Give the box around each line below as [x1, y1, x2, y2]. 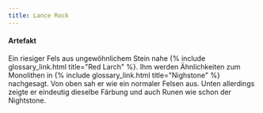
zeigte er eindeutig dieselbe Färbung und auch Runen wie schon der [8, 87, 232, 96]
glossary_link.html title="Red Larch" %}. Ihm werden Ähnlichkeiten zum [8, 62, 241, 71]
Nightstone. [8, 96, 46, 105]
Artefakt [8, 36, 37, 46]
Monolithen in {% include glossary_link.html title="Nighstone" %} [8, 70, 220, 80]
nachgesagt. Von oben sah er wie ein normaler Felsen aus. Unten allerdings [8, 78, 255, 88]
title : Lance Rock [8, 11, 69, 20]
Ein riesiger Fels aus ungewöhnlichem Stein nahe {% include [8, 53, 206, 63]
